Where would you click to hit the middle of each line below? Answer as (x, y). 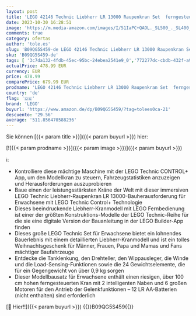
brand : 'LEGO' (23, 104)
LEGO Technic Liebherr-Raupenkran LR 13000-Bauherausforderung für (100, 196)
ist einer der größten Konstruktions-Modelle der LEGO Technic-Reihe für (101, 215)
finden (22, 227)
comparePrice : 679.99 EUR (37, 82)
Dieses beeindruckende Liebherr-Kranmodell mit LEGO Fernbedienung (99, 209)
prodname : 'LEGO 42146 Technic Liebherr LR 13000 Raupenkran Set (87, 88)
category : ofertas (28, 39)
